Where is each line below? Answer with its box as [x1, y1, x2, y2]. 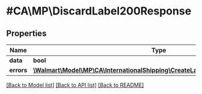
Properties [6, 28, 47, 39]
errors [9, 66, 28, 74]
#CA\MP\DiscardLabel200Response [6, 4, 192, 18]
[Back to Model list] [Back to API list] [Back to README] [6, 81, 144, 89]
